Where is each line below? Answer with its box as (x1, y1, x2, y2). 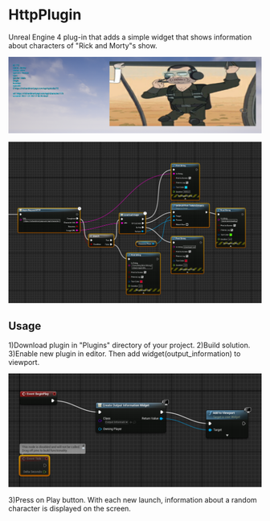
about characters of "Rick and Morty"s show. (8, 40, 158, 50)
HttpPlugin (8, 6, 82, 24)
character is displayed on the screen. (8, 503, 131, 513)
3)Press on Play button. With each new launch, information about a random (8, 494, 257, 504)
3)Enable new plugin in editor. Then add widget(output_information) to (8, 349, 241, 359)
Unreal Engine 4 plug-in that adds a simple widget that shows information (8, 32, 252, 42)
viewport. (8, 358, 40, 367)
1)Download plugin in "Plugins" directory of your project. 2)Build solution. (8, 340, 251, 351)
